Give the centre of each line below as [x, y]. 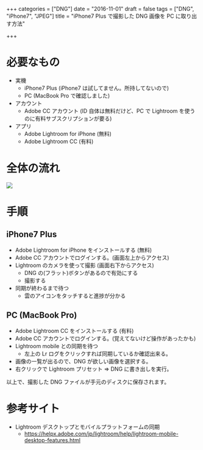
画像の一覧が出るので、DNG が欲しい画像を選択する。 [83, 361]
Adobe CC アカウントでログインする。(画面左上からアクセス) [92, 257]
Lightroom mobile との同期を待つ [57, 346]
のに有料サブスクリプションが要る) [68, 118]
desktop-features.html [52, 440]
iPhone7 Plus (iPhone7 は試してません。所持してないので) [97, 88]
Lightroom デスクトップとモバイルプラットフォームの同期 [87, 427]
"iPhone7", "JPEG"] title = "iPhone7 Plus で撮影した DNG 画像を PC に [94, 16]
